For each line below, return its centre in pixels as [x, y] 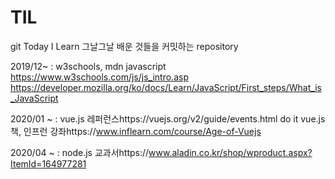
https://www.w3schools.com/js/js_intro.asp [99, 77]
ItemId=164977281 [48, 163]
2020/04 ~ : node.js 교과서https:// [80, 152]
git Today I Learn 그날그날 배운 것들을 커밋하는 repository [124, 46]
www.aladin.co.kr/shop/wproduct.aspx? [230, 152]
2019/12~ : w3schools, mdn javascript [88, 66]
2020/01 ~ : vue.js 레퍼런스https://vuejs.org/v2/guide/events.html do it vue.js [168, 118]
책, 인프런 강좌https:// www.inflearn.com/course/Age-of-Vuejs [136, 131]
